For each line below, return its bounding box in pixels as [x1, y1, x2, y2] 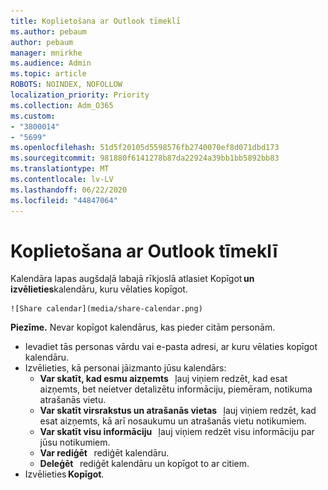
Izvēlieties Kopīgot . [24, 468, 105, 480]
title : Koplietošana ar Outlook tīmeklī [10, 16, 182, 26]
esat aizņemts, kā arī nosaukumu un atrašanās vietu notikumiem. [39, 415, 307, 427]
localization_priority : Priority [10, 90, 150, 100]
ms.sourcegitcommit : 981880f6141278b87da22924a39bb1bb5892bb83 [10, 153, 280, 164]
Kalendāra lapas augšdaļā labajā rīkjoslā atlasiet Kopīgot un [10, 273, 255, 285]
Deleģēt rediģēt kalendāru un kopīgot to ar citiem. [39, 458, 250, 470]
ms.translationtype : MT [10, 164, 110, 174]
